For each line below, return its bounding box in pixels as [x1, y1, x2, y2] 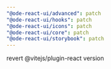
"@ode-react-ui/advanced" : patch [6, 10, 101, 17]
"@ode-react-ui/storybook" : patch [6, 36, 105, 42]
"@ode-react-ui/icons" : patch [6, 23, 93, 29]
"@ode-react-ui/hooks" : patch [6, 16, 93, 23]
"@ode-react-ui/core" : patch [6, 29, 89, 36]
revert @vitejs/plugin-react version [6, 54, 105, 62]
